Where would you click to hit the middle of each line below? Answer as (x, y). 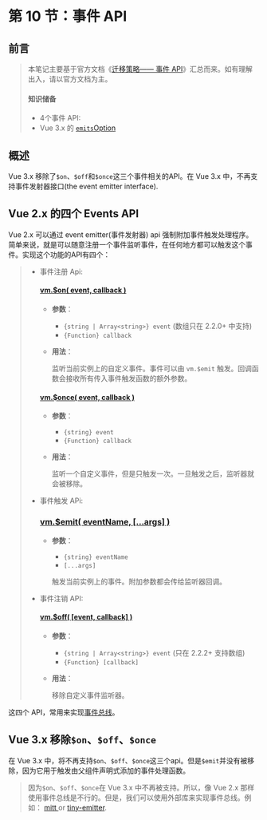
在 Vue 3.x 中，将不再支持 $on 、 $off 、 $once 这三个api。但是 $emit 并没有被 (128, 760)
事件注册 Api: (61, 271)
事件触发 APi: (61, 501)
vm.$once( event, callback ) (87, 397)
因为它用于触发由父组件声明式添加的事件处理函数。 (106, 770)
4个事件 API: (60, 118)
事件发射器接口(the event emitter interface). (86, 186)
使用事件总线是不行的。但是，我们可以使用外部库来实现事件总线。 (136, 797)
